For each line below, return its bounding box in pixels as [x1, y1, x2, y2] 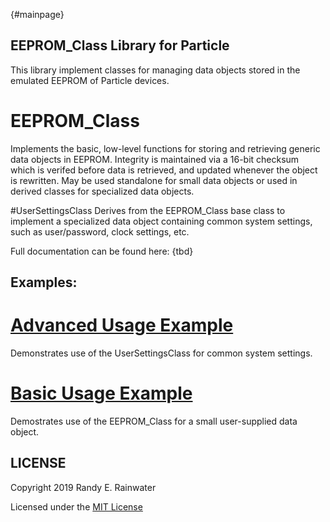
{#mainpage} [10, 9, 65, 20]
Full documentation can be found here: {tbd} [10, 245, 194, 257]
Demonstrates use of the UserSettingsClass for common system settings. [10, 347, 313, 359]
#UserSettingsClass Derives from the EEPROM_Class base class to [10, 204, 286, 216]
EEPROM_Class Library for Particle [10, 37, 230, 54]
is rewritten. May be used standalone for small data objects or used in [10, 174, 298, 186]
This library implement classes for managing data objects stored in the [10, 64, 301, 76]
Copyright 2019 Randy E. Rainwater [10, 481, 157, 493]
